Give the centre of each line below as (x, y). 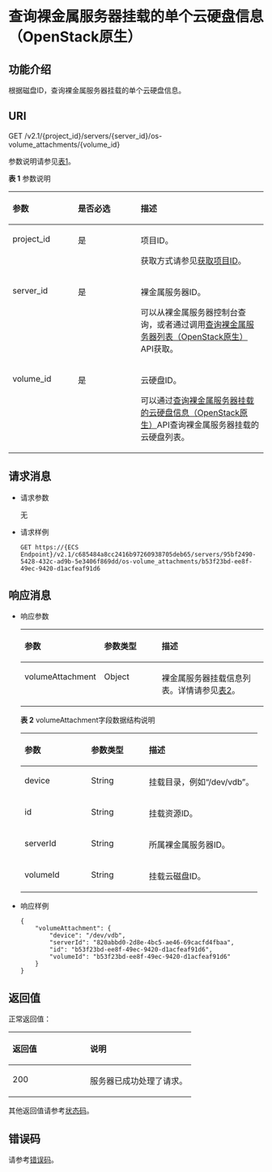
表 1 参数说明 (30, 178)
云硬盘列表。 (165, 437)
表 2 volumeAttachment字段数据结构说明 (87, 720)
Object (117, 677)
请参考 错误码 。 (33, 1160)
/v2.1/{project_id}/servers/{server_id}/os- (93, 135)
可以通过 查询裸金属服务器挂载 (198, 400)
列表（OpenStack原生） (202, 336)
